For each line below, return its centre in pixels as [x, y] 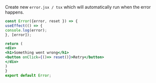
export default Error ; [28, 75]
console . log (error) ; [26, 30]
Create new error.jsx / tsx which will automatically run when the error [78, 7]
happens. [15, 12]
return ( [14, 43]
